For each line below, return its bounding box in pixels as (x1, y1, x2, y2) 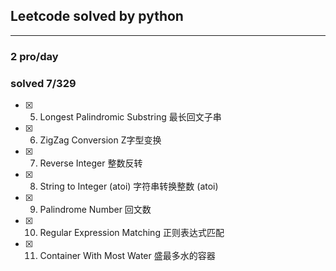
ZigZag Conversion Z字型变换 (39, 134, 162, 146)
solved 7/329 (10, 76, 77, 90)
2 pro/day (10, 49, 59, 63)
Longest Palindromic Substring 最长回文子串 (39, 111, 222, 123)
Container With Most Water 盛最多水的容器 (39, 250, 216, 262)
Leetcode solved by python (10, 8, 184, 25)
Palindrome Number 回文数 (39, 204, 152, 216)
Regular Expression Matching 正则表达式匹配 (39, 227, 225, 239)
